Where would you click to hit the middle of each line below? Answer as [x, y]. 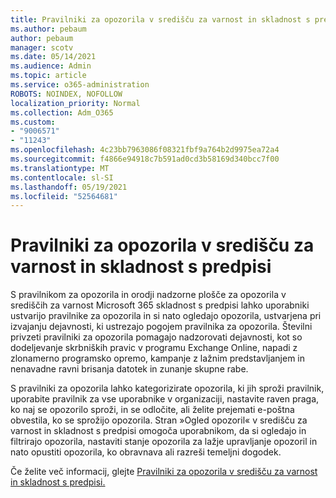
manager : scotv [42, 47]
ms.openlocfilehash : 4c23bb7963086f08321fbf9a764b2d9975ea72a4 [145, 150]
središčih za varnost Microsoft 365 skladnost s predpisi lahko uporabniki [160, 305]
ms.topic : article [48, 76]
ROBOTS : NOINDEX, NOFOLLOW [66, 94]
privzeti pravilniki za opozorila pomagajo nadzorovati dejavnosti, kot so [156, 337]
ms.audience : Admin [51, 66]
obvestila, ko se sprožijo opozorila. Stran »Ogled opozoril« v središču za [159, 420]
